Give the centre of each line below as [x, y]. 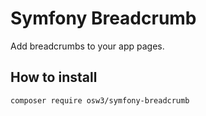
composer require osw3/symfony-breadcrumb [100, 100]
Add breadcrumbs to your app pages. [87, 46]
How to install [54, 77]
